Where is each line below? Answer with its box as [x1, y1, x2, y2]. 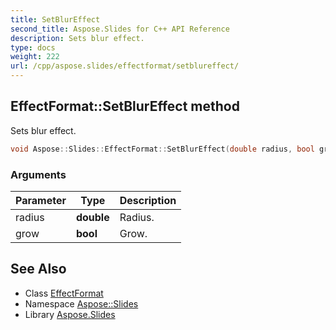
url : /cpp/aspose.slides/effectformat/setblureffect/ [10, 61, 240, 71]
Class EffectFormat [24, 287, 104, 299]
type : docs [10, 42, 56, 53]
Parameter [15, 193, 67, 207]
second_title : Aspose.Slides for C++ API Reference [10, 24, 230, 34]
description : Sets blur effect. [10, 33, 145, 43]
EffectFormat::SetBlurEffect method [10, 98, 240, 115]
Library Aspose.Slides [24, 308, 116, 320]
